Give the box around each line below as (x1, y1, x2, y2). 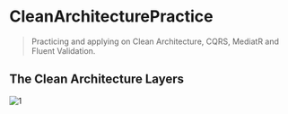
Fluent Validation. (31, 45, 96, 56)
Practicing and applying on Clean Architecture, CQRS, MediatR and (31, 36, 280, 47)
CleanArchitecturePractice (9, 6, 214, 27)
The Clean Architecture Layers (9, 72, 185, 87)
